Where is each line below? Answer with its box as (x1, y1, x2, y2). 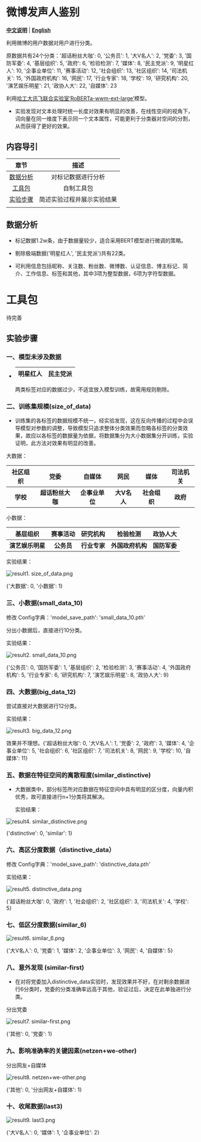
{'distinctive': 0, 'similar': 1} (6, 829, 73, 837)
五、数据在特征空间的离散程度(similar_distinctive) (6, 771, 151, 779)
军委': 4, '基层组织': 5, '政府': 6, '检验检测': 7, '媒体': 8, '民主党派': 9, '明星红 (11, 59, 194, 67)
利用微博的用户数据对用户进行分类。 (6, 39, 96, 46)
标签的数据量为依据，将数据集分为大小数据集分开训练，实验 (46, 432, 193, 439)
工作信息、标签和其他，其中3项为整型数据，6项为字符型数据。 (25, 269, 179, 277)
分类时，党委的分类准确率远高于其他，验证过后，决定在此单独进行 (23, 985, 187, 993)
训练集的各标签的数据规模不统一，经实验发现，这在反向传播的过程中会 (14, 417, 188, 424)
